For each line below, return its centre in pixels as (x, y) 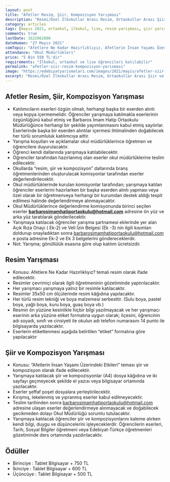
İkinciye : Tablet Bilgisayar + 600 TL (50, 469)
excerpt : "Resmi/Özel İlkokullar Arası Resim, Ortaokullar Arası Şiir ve (85, 76)
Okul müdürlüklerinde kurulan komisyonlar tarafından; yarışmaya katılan (87, 184)
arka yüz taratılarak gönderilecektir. (50, 217)
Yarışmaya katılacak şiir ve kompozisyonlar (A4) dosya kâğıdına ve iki (85, 376)
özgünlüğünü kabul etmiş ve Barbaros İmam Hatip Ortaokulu (75, 119)
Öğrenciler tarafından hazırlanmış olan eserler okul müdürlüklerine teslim (88, 157)
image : (12, 72)
